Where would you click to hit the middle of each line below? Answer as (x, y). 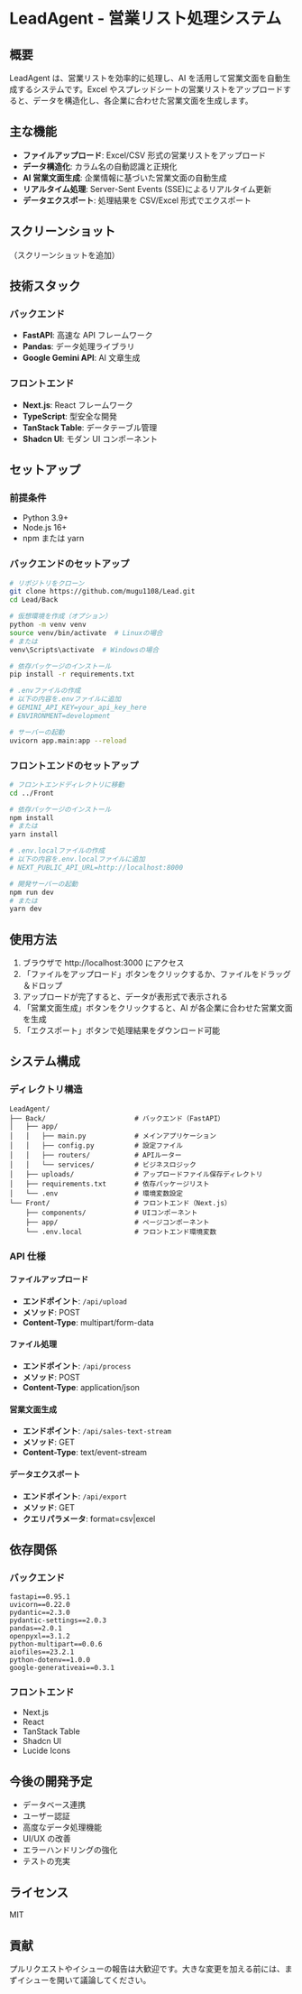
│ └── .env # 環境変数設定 (96, 1193)
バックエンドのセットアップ (69, 564)
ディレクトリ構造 (46, 1090)
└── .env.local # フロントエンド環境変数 (121, 1232)
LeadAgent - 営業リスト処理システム (146, 18)
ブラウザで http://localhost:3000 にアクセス (103, 963)
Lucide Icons (46, 1750)
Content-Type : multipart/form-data (88, 1322)
